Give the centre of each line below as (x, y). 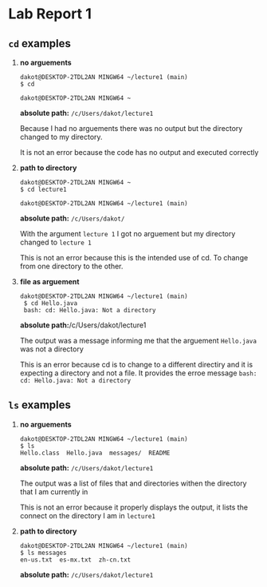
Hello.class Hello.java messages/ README (95, 453)
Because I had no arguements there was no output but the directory (131, 128)
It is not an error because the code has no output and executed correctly (139, 152)
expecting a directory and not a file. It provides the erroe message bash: (138, 373)
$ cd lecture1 (43, 189)
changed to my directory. (61, 137)
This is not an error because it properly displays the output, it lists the (134, 507)
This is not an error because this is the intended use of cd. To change (134, 258)
